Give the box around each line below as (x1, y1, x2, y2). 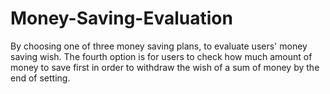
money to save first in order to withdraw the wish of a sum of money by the (10, 61, 320, 73)
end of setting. (10, 72, 71, 84)
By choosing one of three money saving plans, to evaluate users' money (10, 40, 308, 52)
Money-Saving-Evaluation (10, 7, 233, 30)
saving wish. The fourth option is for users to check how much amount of (10, 50, 313, 62)
